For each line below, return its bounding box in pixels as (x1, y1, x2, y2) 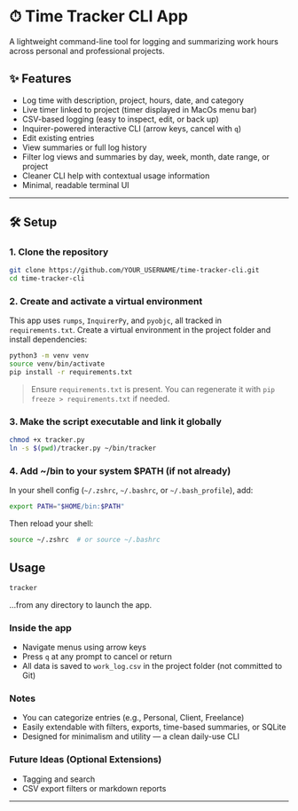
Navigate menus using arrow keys (21, 642, 146, 653)
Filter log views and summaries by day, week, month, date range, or (21, 151, 271, 161)
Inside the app (9, 621, 73, 634)
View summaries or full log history (21, 142, 147, 153)
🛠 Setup (9, 215, 58, 230)
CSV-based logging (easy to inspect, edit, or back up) (21, 114, 219, 124)
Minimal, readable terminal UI (21, 179, 130, 190)
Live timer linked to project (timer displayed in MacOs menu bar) (21, 104, 257, 114)
